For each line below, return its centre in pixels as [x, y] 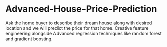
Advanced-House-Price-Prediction [81, 9]
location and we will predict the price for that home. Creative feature [77, 28]
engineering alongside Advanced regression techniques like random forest [83, 33]
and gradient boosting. [29, 39]
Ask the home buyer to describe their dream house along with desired [79, 23]
